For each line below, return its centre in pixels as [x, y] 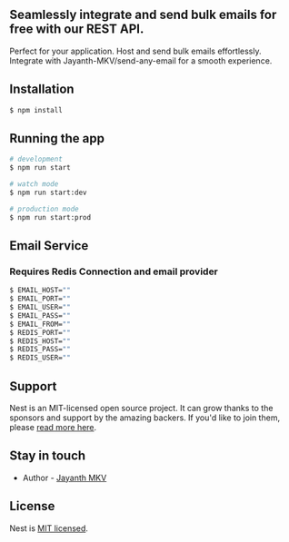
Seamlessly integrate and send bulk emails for [143, 15]
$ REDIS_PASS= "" [40, 350]
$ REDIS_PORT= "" [40, 332]
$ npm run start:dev [49, 192]
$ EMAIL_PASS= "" [40, 315]
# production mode [44, 209]
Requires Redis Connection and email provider [114, 271]
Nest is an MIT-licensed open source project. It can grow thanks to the [141, 408]
